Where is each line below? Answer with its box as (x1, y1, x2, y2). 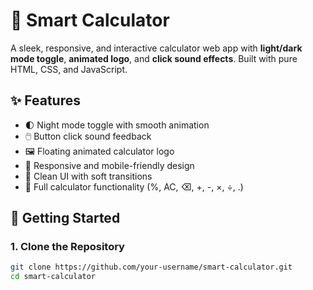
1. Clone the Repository (10, 240, 125, 254)
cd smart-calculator (10, 272, 97, 282)
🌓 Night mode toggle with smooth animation (24, 119, 210, 131)
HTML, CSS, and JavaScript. (10, 63, 128, 75)
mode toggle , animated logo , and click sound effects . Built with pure (10, 52, 298, 64)
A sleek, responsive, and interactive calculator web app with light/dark (10, 42, 303, 54)
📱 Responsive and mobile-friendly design (24, 159, 195, 171)
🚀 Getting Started (10, 210, 121, 227)
